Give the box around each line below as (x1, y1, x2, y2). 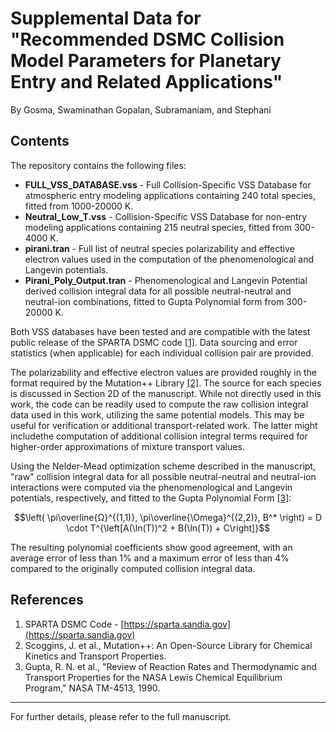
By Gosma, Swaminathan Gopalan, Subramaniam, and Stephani (10, 103, 272, 116)
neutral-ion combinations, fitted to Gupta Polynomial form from (24, 295, 285, 307)
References (10, 592, 84, 609)
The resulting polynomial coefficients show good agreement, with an (10, 541, 293, 553)
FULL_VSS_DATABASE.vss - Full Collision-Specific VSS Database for (24, 178, 312, 191)
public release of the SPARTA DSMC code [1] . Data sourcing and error (10, 336, 298, 348)
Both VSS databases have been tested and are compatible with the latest (10, 325, 311, 337)
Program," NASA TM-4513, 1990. (24, 682, 161, 694)
